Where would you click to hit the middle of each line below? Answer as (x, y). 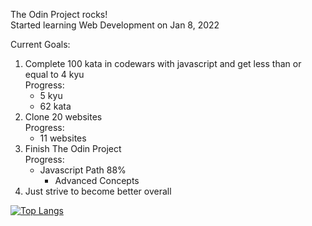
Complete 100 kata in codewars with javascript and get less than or (163, 63)
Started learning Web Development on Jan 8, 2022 (115, 25)
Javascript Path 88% (83, 170)
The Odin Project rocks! (59, 14)
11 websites (63, 138)
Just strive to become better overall (98, 191)
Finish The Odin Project (73, 148)
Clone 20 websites (63, 117)
